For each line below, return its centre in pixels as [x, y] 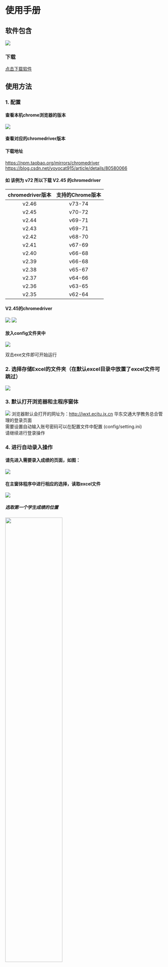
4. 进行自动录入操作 [29, 447]
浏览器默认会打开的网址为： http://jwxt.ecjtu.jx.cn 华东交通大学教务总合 [85, 414]
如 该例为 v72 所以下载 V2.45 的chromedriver [53, 180]
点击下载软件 [18, 69]
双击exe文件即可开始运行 [31, 355]
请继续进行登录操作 [25, 433]
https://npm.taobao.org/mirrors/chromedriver [52, 163]
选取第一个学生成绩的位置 [32, 507]
